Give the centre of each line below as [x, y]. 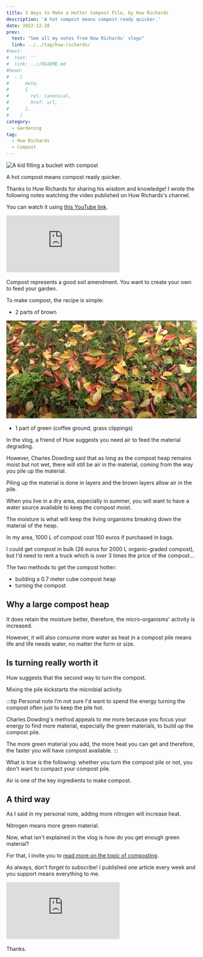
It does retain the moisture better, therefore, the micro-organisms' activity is [101, 619]
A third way [28, 799]
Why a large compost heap [58, 605]
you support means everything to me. [53, 874]
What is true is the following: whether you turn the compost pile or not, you [99, 762]
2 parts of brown [36, 312]
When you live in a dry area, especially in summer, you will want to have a [98, 501]
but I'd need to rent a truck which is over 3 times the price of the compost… [100, 555]
